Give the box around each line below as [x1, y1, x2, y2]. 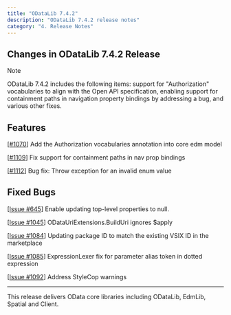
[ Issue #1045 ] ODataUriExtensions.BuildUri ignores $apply [7, 218, 173, 226]
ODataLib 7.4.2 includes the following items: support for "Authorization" [7, 80, 210, 88]
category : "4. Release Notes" [7, 23, 94, 30]
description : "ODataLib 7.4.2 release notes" [7, 17, 140, 23]
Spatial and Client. [7, 300, 59, 308]
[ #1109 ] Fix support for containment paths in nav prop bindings [7, 153, 186, 162]
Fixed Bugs [7, 186, 56, 198]
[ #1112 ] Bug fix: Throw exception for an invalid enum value [7, 166, 172, 175]
